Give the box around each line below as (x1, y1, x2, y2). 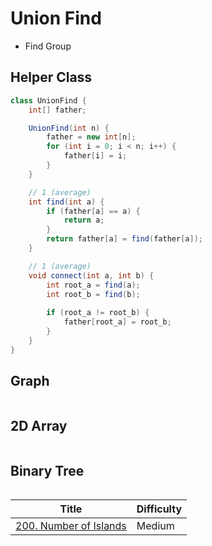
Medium (136, 519, 175, 533)
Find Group (24, 40, 72, 52)
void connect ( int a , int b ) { (28, 270, 155, 281)
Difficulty (136, 502, 183, 516)
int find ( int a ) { (28, 197, 105, 207)
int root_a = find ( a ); (46, 280, 141, 290)
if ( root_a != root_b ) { (46, 308, 150, 318)
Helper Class (10, 69, 93, 86)
